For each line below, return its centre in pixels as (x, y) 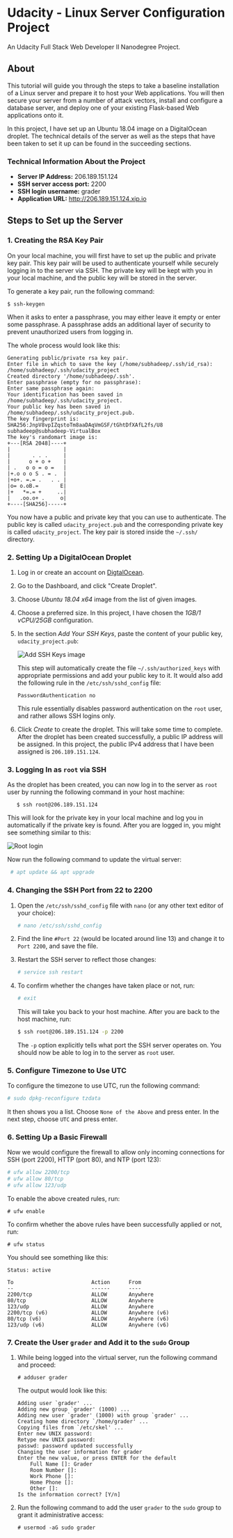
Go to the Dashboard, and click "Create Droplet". (87, 586)
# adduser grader (42, 1378)
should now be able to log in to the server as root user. (96, 1053)
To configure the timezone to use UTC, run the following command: (104, 1086)
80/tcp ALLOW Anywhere (81, 1301)
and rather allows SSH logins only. (66, 716)
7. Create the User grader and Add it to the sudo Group (98, 1342)
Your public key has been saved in (59, 406)
